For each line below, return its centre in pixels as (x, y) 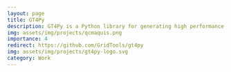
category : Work (29, 58)
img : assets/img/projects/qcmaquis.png (65, 33)
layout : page (26, 13)
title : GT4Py (26, 20)
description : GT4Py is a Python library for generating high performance (116, 26)
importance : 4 (28, 39)
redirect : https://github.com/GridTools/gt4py (75, 45)
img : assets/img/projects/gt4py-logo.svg (68, 52)
